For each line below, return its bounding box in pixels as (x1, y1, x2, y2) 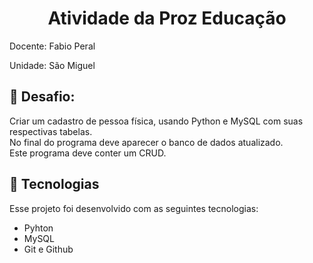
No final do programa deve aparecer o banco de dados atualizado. (9, 136, 284, 148)
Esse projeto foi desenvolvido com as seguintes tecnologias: (9, 202, 259, 214)
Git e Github (23, 243, 74, 255)
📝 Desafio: (9, 88, 76, 106)
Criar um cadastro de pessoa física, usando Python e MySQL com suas (9, 115, 304, 127)
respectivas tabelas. (9, 125, 93, 137)
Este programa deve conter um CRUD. (9, 147, 167, 159)
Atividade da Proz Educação (47, 7, 287, 30)
